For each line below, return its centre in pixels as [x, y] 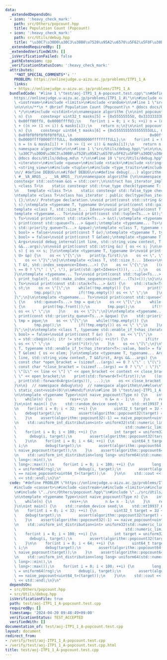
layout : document [23, 632]
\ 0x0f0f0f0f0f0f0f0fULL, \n [43, 135]
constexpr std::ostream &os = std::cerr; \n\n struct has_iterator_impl [89, 182]
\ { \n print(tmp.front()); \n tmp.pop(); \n [74, 307]
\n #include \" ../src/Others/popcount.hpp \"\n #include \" [74, 492]
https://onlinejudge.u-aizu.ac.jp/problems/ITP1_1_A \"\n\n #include [85, 98]
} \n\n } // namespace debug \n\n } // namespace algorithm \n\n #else [85, 385]
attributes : [22, 70]
